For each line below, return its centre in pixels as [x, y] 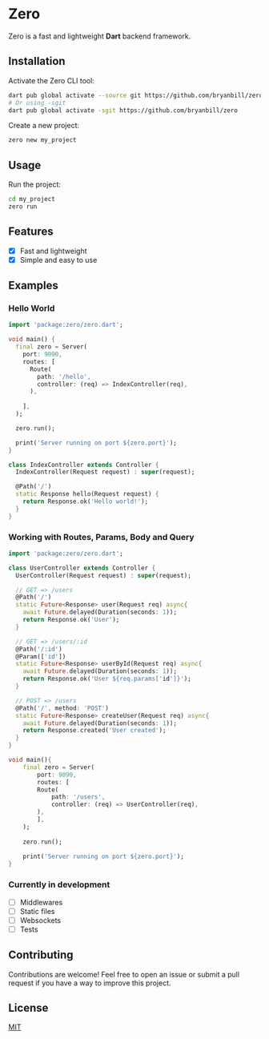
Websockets [40, 920]
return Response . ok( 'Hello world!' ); [86, 501]
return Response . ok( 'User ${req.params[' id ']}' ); [107, 679]
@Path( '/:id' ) [39, 649]
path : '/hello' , [64, 377]
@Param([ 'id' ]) [41, 656]
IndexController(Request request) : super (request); [105, 472]
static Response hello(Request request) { [87, 494]
